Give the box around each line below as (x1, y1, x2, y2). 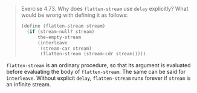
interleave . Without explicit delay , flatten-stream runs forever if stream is (6, 74, 191, 82)
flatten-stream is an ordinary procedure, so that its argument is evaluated (6, 62, 192, 69)
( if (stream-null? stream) (27, 28, 95, 35)
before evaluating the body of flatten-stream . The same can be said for (6, 68, 186, 76)
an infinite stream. (6, 81, 51, 88)
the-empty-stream (37, 34, 82, 40)
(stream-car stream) (40, 45, 92, 52)
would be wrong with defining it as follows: (21, 11, 128, 19)
